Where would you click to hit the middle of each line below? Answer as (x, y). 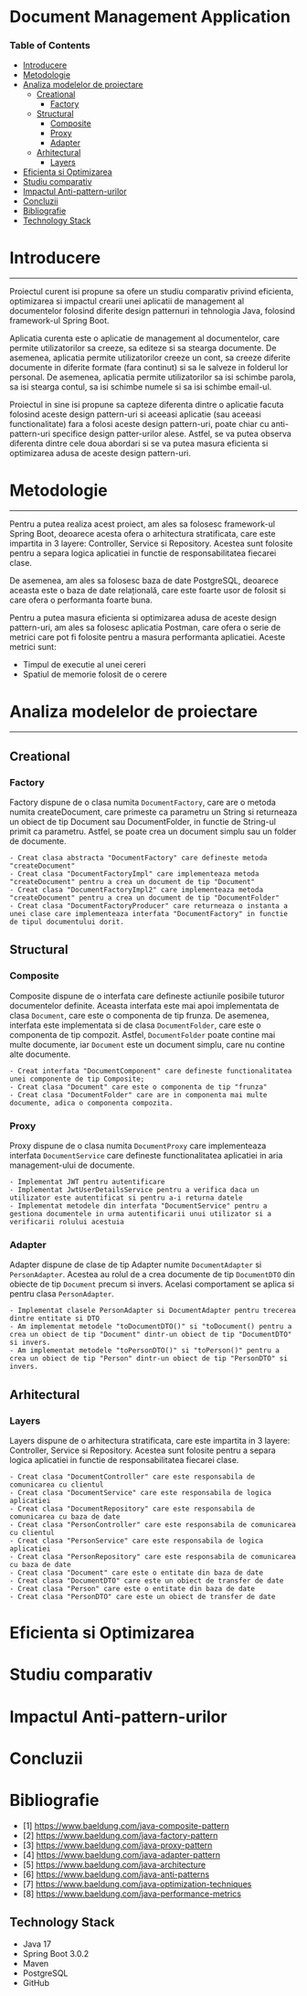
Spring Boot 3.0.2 (56, 1954)
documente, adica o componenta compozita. (91, 1103)
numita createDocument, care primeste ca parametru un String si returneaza (153, 812)
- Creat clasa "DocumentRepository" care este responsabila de (132, 1509)
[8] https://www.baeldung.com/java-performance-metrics (132, 1894)
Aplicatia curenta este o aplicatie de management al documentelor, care (145, 338)
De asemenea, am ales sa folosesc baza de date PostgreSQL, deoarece (144, 581)
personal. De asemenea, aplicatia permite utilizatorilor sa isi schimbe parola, (153, 378)
